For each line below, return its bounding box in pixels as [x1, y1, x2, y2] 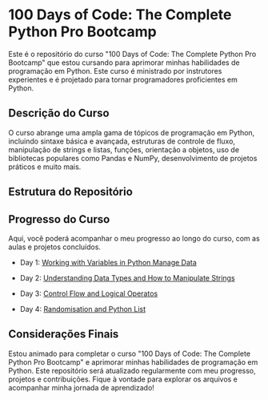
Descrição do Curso [8, 107, 110, 120]
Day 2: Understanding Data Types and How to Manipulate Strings [19, 273, 235, 282]
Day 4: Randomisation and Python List [19, 304, 146, 313]
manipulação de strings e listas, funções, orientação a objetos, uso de [8, 144, 240, 154]
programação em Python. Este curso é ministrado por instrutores [8, 66, 222, 75]
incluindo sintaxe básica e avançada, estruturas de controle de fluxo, [8, 136, 236, 146]
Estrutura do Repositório [8, 185, 134, 199]
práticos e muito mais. [8, 162, 82, 172]
